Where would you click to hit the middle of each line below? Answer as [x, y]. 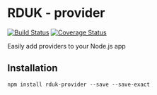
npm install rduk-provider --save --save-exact [79, 84]
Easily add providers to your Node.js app [66, 46]
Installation [33, 68]
